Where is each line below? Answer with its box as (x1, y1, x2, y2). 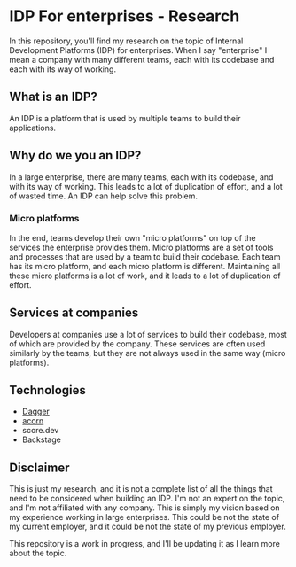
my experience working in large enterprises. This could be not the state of (9, 512, 280, 523)
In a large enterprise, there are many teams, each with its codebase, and (9, 171, 274, 183)
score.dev (21, 425, 59, 436)
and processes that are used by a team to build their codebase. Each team (9, 251, 281, 262)
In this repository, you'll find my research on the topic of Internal (9, 35, 244, 46)
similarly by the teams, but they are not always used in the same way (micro (9, 347, 286, 358)
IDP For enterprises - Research (9, 6, 240, 27)
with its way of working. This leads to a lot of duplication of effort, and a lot (9, 181, 284, 191)
